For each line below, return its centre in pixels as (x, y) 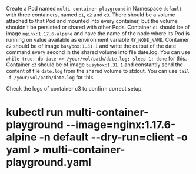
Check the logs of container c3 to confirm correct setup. (74, 88)
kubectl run (35, 113)
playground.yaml (49, 163)
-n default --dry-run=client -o (114, 137)
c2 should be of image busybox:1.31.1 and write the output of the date (91, 46)
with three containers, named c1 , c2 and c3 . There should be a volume (91, 15)
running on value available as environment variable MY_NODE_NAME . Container (98, 40)
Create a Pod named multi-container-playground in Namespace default (94, 9)
